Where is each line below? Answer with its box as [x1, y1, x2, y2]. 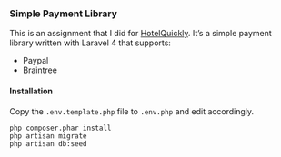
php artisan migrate [9, 131, 88, 141]
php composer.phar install [9, 123, 112, 132]
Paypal [22, 55, 49, 66]
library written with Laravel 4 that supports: [9, 37, 171, 48]
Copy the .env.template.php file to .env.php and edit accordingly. [9, 105, 255, 116]
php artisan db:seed [9, 139, 88, 148]
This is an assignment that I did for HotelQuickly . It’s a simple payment [9, 28, 273, 39]
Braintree [22, 64, 57, 75]
